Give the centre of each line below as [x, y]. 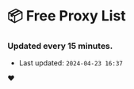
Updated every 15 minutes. [60, 46]
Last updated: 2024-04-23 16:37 [71, 63]
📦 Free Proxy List [67, 16]
